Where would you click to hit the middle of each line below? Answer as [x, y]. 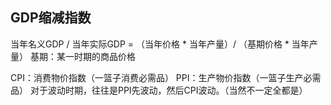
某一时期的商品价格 [96, 56]
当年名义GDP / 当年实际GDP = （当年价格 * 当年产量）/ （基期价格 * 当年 [160, 44]
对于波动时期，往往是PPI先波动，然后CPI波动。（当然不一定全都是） [168, 90]
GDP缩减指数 [51, 18]
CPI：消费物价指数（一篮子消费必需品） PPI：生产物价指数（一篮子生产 [157, 77]
